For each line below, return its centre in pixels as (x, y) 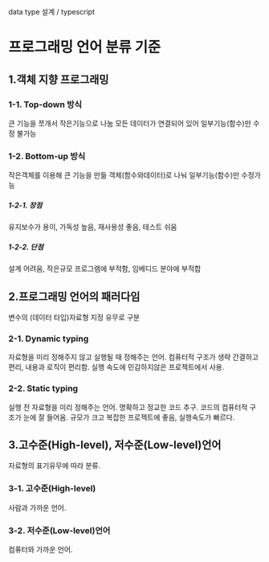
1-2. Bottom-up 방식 (47, 156)
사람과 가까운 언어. (37, 507)
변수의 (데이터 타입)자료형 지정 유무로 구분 (74, 317)
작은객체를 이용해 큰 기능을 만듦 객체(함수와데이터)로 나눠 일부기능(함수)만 (124, 175)
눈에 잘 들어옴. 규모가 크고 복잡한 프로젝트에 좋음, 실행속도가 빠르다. (129, 417)
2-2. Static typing (43, 388)
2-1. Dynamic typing (49, 338)
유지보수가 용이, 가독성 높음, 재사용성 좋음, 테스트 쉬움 (93, 227)
